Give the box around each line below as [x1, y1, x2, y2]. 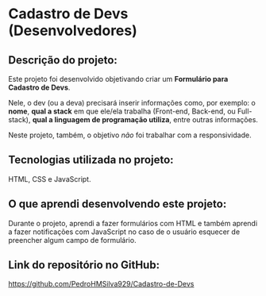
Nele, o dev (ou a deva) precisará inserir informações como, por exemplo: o [8, 98, 256, 107]
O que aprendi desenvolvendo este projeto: [8, 198, 227, 211]
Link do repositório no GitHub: [8, 259, 160, 272]
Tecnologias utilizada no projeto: [8, 153, 174, 167]
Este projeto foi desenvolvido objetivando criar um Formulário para [8, 75, 229, 83]
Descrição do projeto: [8, 53, 118, 67]
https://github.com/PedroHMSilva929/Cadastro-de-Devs [8, 279, 195, 289]
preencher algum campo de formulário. [8, 235, 137, 244]
